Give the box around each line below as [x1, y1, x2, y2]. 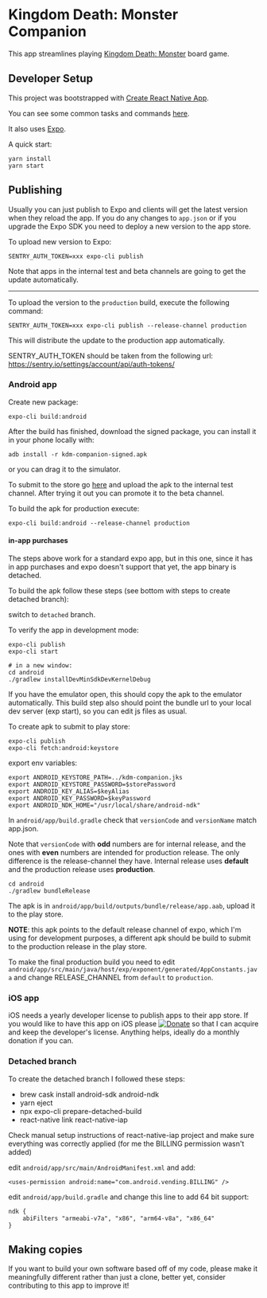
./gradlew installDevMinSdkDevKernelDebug [8, 675, 151, 684]
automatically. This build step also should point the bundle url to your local [8, 698, 252, 708]
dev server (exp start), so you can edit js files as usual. [8, 706, 188, 716]
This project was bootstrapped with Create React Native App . [8, 93, 209, 103]
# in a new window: [8, 662, 73, 670]
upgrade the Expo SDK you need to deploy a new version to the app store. [8, 221, 252, 231]
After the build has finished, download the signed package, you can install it [8, 426, 257, 436]
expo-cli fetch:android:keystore [8, 745, 119, 753]
